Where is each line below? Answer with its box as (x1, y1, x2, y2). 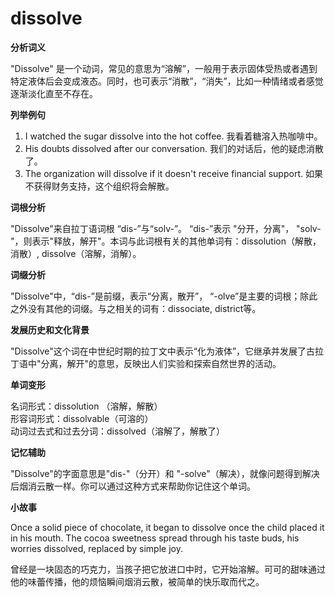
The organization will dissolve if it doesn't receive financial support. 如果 (24, 167, 323, 179)
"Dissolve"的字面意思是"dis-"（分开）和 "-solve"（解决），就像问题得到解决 (10, 467, 320, 479)
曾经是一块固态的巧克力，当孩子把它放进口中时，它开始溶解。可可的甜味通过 (10, 563, 326, 575)
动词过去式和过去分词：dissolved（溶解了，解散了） (10, 425, 225, 437)
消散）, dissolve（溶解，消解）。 (10, 247, 142, 259)
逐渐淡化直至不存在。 (10, 87, 98, 99)
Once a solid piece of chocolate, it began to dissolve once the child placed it (10, 521, 325, 533)
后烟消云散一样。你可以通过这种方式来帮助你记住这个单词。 (10, 480, 256, 492)
